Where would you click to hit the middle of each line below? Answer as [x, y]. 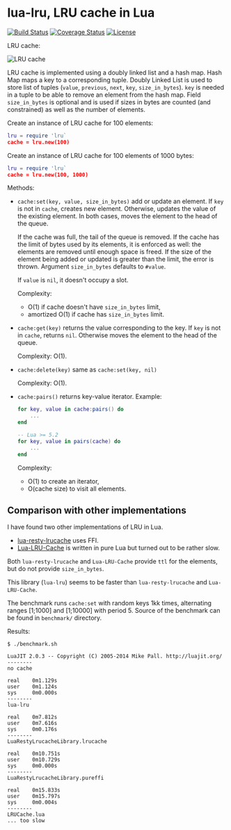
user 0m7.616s [32, 724]
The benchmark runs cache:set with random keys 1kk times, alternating [110, 603]
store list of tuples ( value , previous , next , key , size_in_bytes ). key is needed [116, 87]
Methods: [21, 188]
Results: [19, 632]
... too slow [26, 821]
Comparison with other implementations [97, 510]
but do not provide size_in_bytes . [56, 569]
